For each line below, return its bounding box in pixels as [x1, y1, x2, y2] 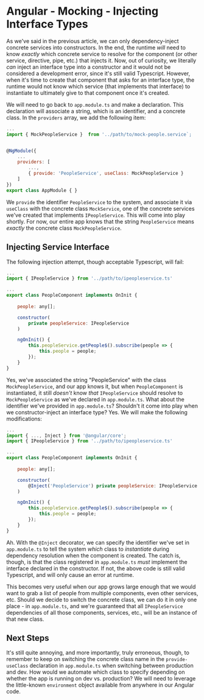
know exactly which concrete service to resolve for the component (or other [6, 50, 198, 57]
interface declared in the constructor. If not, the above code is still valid [6, 565, 185, 572]
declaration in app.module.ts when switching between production [29, 662, 194, 670]
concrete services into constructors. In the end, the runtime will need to [6, 44, 186, 51]
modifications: [6, 415, 43, 422]
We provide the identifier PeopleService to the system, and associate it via [6, 198, 192, 205]
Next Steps [6, 633, 49, 643]
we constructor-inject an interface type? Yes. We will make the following [6, 408, 188, 415]
